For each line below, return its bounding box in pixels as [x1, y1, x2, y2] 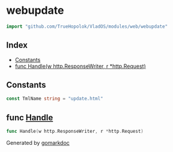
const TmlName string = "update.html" [6, 96, 103, 102]
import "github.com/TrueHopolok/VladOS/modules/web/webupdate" [6, 23, 168, 29]
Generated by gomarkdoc [6, 139, 70, 146]
